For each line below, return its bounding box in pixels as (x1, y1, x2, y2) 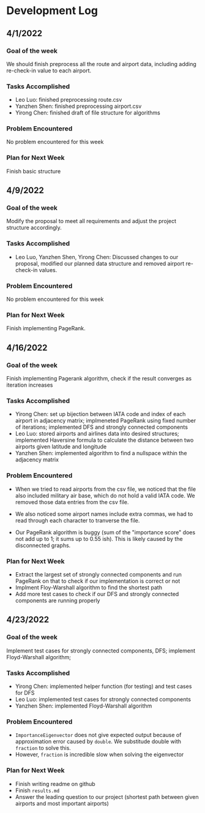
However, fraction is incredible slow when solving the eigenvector (15, 751, 184, 758)
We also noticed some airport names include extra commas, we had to (15, 510, 193, 518)
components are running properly (15, 597, 100, 604)
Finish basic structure (6, 167, 61, 175)
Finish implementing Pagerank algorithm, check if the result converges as (6, 375, 192, 382)
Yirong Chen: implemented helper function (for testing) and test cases (15, 683, 192, 690)
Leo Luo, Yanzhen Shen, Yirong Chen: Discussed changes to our (15, 253, 179, 260)
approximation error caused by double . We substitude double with (15, 738, 182, 745)
